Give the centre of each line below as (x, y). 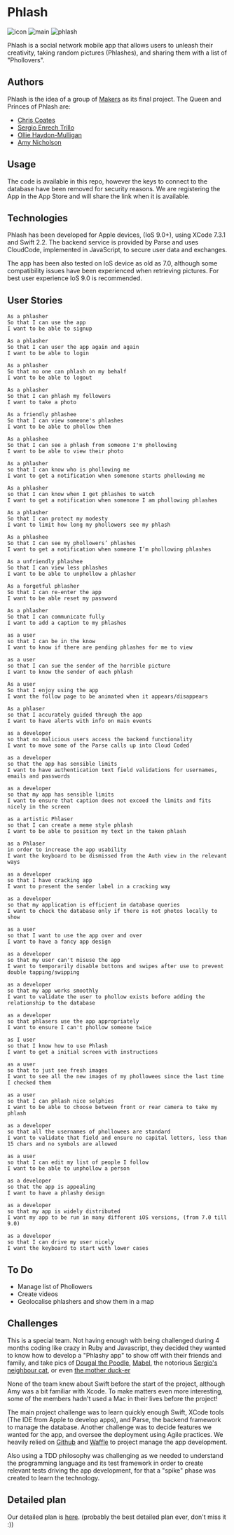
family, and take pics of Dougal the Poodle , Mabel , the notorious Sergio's (112, 1363)
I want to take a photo (42, 402)
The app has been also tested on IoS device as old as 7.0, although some (112, 263)
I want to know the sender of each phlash (70, 672)
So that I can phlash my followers (59, 397)
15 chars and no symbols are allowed (62, 1144)
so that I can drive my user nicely (61, 1242)
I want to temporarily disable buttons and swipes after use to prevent (116, 966)
